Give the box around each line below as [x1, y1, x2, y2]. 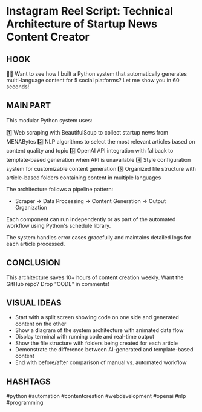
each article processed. [6, 240, 65, 247]
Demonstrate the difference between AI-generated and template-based [15, 346, 194, 353]
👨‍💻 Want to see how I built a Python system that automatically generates [6, 70, 187, 77]
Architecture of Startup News [6, 17, 157, 31]
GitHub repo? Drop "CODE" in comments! [6, 280, 110, 287]
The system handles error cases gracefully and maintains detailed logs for [6, 233, 192, 241]
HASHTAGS [6, 376, 51, 387]
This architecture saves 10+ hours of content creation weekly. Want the [6, 274, 184, 281]
